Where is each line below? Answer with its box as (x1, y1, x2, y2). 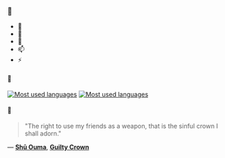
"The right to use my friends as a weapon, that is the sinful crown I (24, 121, 219, 130)
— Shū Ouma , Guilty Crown (7, 143, 90, 151)
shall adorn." (24, 129, 62, 138)
